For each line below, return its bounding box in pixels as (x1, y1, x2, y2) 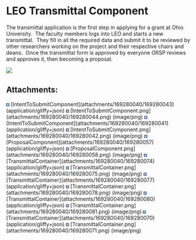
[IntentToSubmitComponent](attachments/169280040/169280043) (10, 100, 175, 108)
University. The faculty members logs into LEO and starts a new (6, 30, 164, 37)
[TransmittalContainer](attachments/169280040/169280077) (6, 176, 155, 184)
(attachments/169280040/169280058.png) (6, 151, 111, 158)
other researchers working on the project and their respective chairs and (6, 43, 184, 50)
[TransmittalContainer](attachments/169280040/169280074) (6, 157, 155, 165)
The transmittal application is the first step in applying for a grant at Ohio (6, 24, 184, 31)
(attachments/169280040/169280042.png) (6, 132, 112, 139)
